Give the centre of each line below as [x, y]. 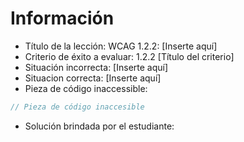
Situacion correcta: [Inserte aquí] [93, 78]
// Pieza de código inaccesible [77, 107]
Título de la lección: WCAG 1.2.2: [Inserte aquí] [121, 46]
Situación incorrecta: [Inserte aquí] [96, 67]
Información [62, 18]
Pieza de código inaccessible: [86, 88]
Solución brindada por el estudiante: [99, 126]
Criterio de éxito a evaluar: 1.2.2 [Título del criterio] [129, 56]
